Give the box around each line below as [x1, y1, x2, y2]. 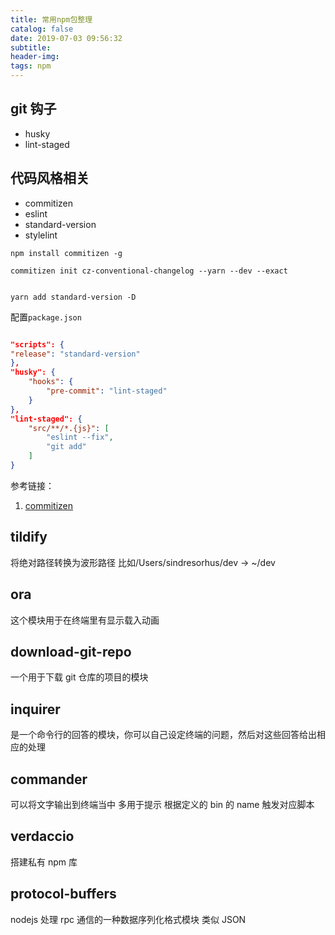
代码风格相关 [10, 170, 90, 187]
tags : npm [10, 61, 52, 71]
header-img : [10, 52, 60, 62]
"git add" [46, 442, 87, 452]
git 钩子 [10, 101, 57, 118]
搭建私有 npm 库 [10, 856, 78, 868]
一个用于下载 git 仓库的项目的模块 [10, 671, 149, 683]
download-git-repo [10, 643, 132, 660]
